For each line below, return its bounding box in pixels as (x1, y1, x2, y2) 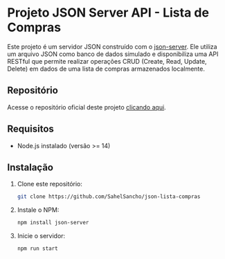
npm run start (17, 245, 58, 252)
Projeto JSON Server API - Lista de (7, 5, 210, 21)
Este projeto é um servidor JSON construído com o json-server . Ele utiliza (7, 42, 217, 51)
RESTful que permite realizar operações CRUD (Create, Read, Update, (7, 57, 207, 65)
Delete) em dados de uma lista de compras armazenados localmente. (7, 64, 206, 73)
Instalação (7, 161, 54, 173)
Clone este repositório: (17, 180, 83, 188)
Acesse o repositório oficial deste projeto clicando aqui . (7, 102, 166, 111)
